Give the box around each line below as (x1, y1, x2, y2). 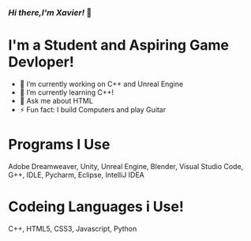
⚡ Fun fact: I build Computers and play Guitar (19, 104, 167, 114)
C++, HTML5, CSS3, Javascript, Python (8, 224, 137, 233)
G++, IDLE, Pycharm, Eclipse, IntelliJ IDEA (8, 170, 144, 179)
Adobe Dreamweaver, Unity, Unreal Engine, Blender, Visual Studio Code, (8, 161, 244, 171)
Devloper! (8, 53, 75, 71)
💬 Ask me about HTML (19, 96, 93, 105)
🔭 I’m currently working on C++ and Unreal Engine (19, 79, 184, 88)
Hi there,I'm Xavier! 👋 (8, 7, 92, 18)
